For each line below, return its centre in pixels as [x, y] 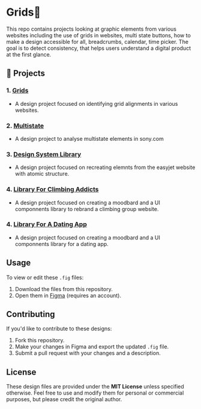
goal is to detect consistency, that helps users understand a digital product [98, 48]
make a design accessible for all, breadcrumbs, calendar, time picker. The [97, 42]
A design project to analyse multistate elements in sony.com [89, 138]
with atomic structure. [42, 174]
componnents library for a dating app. [62, 244]
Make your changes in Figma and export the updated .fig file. [92, 347]
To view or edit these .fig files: [45, 277]
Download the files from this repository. [64, 289]
